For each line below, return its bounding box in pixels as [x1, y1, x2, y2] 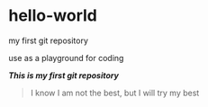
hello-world [8, 5, 98, 26]
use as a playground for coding [8, 52, 124, 63]
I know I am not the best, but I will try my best [30, 87, 200, 98]
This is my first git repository [8, 69, 119, 81]
